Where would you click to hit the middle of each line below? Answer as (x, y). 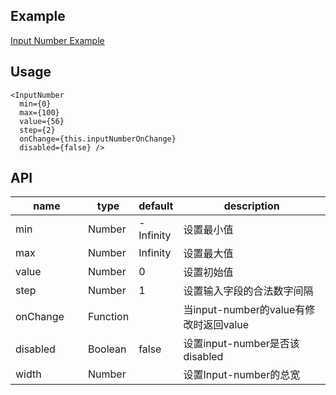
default (156, 206)
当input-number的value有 (244, 310)
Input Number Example (57, 40)
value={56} (42, 121)
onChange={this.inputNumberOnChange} (98, 139)
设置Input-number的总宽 (242, 375)
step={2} (37, 130)
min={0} (35, 104)
